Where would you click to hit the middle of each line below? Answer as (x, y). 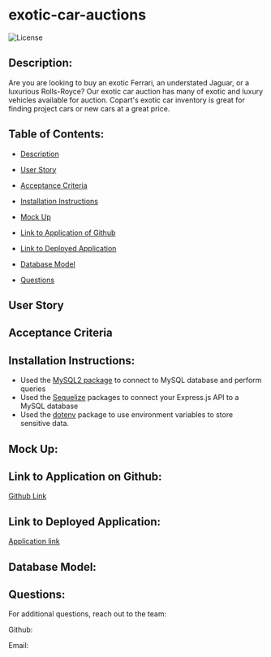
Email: (19, 646)
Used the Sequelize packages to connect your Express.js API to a (129, 398)
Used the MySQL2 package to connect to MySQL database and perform (141, 381)
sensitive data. (45, 424)
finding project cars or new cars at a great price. (89, 108)
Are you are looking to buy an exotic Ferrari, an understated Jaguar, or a (129, 82)
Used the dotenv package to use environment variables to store (127, 415)
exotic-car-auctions (77, 15)
